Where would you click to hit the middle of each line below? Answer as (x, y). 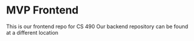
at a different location (32, 32)
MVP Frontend (42, 10)
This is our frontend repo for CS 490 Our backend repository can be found (97, 26)
